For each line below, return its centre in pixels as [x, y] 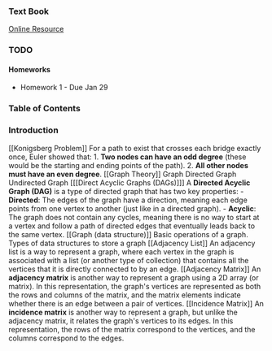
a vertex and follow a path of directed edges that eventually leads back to [132, 226]
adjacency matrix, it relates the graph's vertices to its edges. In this [121, 321]
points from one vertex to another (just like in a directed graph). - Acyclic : [132, 208]
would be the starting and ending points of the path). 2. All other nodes [128, 165]
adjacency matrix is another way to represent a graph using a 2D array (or [134, 277]
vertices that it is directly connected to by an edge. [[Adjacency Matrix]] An [135, 269]
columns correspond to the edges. [66, 338]
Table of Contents [45, 109]
